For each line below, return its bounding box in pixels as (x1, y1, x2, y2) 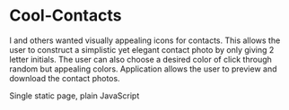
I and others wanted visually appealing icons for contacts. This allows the (9, 35, 281, 46)
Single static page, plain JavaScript (9, 90, 140, 101)
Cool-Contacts (9, 5, 122, 26)
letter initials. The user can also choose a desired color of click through (9, 54, 272, 64)
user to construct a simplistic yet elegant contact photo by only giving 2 (9, 44, 275, 55)
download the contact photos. (9, 72, 120, 83)
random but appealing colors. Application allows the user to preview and (9, 63, 277, 74)
